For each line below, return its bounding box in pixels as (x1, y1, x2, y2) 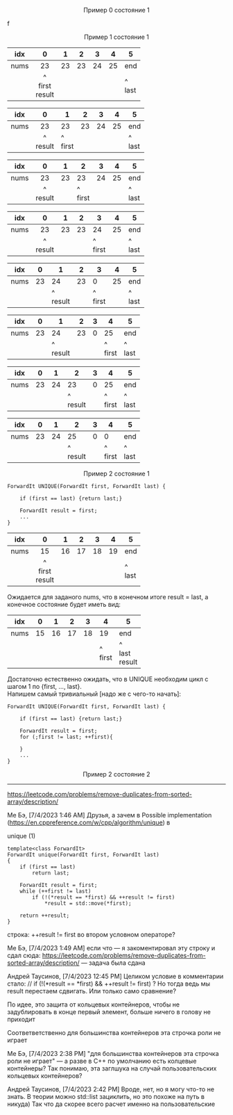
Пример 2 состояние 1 (83, 469, 150, 478)
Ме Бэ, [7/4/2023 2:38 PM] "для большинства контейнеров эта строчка (7, 1050, 220, 1057)
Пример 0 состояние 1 (83, 6, 150, 14)
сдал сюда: (7, 952, 41, 959)
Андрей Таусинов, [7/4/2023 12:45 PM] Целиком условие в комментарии (7, 972, 224, 980)
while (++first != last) (19, 888, 92, 895)
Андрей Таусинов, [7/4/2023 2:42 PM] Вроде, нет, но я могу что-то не (7, 1085, 215, 1093)
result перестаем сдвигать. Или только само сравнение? (7, 987, 177, 995)
